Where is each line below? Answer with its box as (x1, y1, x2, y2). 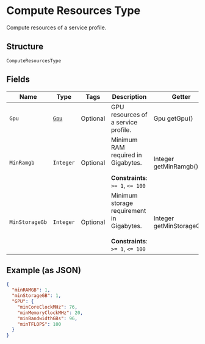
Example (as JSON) (6, 265, 81, 275)
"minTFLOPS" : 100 (17, 321, 62, 327)
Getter (171, 92, 191, 101)
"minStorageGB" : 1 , (12, 293, 62, 299)
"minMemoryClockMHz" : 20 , (17, 309, 84, 316)
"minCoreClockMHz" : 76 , (17, 304, 78, 310)
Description (112, 92, 147, 101)
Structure (6, 41, 44, 52)
